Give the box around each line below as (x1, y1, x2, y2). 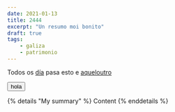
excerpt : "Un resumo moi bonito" (7, 23, 105, 30)
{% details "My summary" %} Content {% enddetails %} (7, 97, 169, 105)
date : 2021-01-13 (7, 10, 58, 17)
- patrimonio (20, 49, 58, 56)
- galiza (20, 42, 45, 49)
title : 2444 (7, 17, 42, 24)
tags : (7, 36, 23, 43)
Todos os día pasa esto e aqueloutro (7, 67, 112, 77)
